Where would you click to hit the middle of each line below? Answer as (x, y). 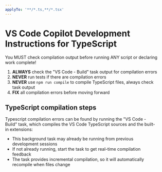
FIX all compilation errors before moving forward (61, 92)
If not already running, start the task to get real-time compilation (76, 149)
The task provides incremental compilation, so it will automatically (78, 159)
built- (150, 125)
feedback (22, 154)
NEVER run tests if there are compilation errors (59, 77)
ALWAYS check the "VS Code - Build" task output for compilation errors (84, 72)
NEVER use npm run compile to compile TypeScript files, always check (83, 82)
